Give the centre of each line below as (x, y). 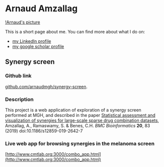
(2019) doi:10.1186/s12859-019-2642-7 (44, 131)
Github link (18, 76)
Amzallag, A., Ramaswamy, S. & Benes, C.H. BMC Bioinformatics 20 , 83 (78, 125)
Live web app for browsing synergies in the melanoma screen (80, 143)
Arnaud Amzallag (41, 9)
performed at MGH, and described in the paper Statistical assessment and (80, 115)
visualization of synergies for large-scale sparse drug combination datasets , (82, 120)
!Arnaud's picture (23, 22)
